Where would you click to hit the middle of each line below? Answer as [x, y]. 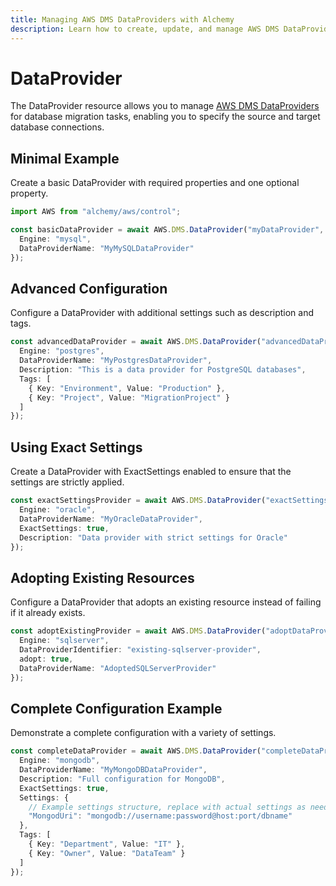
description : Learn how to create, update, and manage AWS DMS [145, 29]
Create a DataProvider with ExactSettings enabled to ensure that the [151, 472]
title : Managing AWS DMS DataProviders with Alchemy [122, 19]
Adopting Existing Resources [102, 577]
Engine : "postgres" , [62, 351]
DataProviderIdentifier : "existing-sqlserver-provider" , [140, 649]
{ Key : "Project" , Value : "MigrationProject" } [129, 397]
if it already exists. [48, 613]
